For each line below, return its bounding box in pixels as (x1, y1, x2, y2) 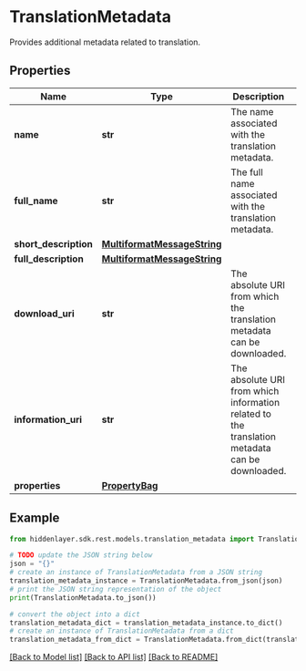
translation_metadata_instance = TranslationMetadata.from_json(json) (9, 576, 283, 585)
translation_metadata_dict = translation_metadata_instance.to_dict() (9, 618, 283, 627)
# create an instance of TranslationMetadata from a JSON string (9, 568, 262, 577)
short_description (14, 237, 94, 250)
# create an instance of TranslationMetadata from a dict (9, 626, 234, 635)
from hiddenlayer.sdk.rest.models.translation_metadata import (9, 534, 255, 543)
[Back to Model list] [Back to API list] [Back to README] (9, 652, 219, 663)
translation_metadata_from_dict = (9, 635, 141, 645)
